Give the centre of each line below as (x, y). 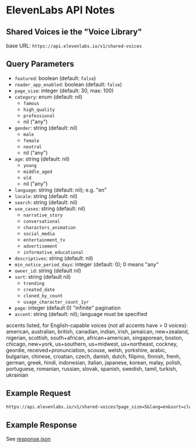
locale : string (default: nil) (46, 196)
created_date (39, 290)
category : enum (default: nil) (48, 96)
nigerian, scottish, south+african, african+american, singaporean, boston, (95, 338)
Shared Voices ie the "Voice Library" (74, 32)
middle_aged (38, 172)
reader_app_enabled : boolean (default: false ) (68, 84)
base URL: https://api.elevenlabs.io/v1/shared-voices (74, 46)
